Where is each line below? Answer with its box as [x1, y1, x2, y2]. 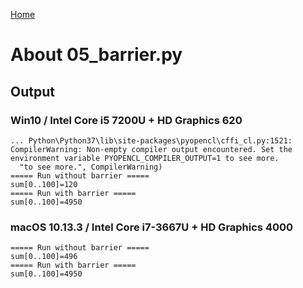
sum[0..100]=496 [10, 252, 78, 262]
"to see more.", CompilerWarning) [19, 162, 163, 172]
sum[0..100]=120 [10, 179, 78, 189]
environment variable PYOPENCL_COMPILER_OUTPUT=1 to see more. [10, 153, 280, 163]
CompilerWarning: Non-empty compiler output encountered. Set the [10, 144, 293, 154]
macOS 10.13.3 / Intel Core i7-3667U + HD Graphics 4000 [10, 220, 294, 234]
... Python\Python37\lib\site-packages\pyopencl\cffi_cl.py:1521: [10, 135, 293, 146]
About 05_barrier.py [10, 44, 183, 66]
